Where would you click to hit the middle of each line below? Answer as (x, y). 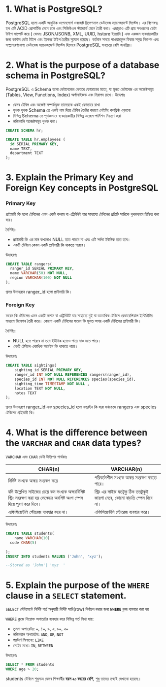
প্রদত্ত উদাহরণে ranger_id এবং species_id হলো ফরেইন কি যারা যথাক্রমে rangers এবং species (81, 407)
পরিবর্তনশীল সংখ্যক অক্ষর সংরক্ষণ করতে (126, 478)
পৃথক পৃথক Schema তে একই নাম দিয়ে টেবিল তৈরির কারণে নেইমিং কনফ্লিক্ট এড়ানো (72, 110)
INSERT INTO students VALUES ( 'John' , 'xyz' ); (54, 556)
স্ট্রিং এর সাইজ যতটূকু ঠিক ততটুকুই (121, 492)
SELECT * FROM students (30, 665)
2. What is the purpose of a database (83, 65)
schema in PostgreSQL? (55, 76)
